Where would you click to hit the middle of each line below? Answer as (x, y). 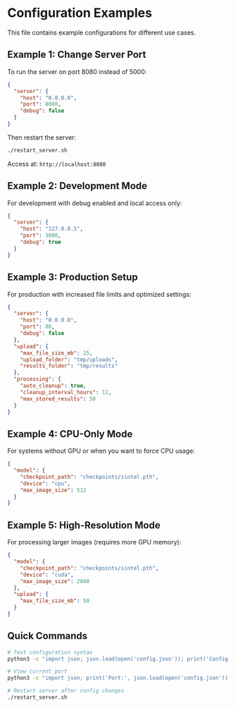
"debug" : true (41, 242)
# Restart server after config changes (66, 691)
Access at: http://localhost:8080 (57, 164)
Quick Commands (48, 636)
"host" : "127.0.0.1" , (51, 229)
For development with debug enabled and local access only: (95, 203)
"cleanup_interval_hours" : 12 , (66, 392)
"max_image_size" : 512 (53, 490)
